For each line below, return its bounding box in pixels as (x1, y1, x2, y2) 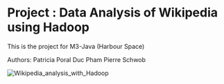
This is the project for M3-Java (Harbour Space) (7, 42, 145, 50)
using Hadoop (7, 19, 90, 35)
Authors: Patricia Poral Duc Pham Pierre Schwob (7, 55, 146, 63)
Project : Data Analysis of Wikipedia (7, 5, 218, 21)
